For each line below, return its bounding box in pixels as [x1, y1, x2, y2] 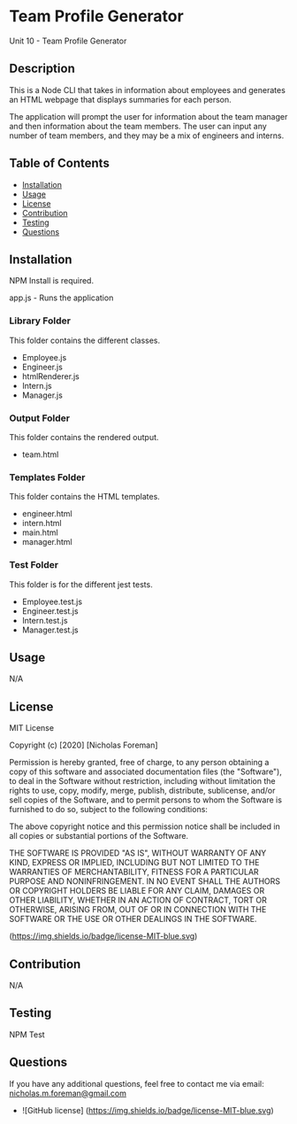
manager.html [21, 537, 72, 547]
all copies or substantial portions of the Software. [9, 831, 188, 841]
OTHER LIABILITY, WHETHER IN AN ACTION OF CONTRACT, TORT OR [9, 895, 267, 905]
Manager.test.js [21, 624, 80, 635]
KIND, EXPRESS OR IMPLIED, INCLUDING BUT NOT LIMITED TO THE [9, 857, 260, 868]
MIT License [9, 723, 55, 733]
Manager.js [21, 390, 64, 400]
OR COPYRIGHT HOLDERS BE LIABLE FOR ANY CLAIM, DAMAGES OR [9, 886, 265, 896]
